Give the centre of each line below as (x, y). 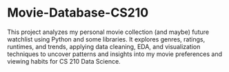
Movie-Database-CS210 (78, 13)
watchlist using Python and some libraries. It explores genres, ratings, (106, 39)
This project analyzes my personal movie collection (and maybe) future (108, 32)
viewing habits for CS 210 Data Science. (64, 61)
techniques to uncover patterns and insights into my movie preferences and (115, 54)
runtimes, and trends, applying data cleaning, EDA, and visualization (104, 46)
